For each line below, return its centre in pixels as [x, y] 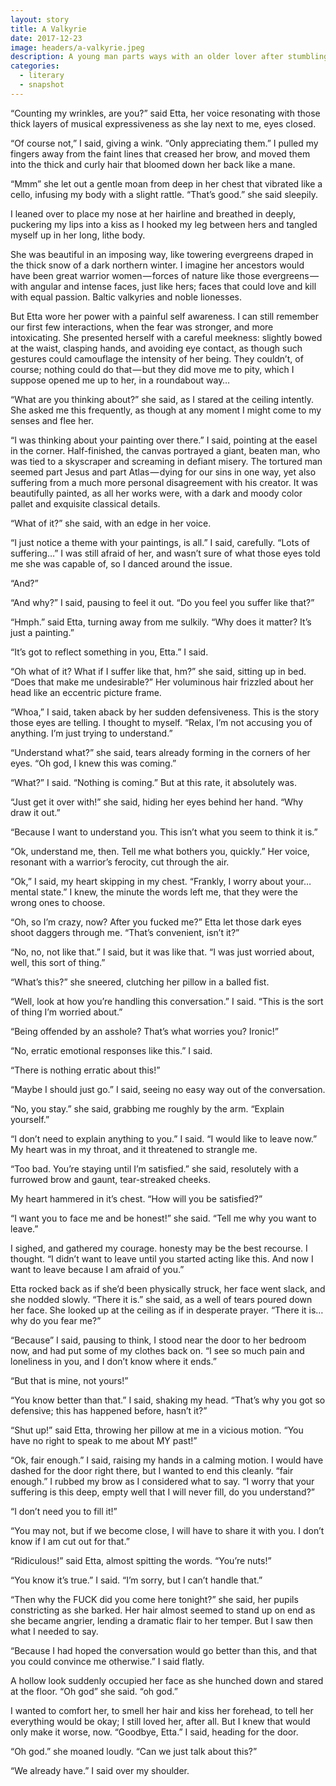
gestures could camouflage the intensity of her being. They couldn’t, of [157, 358]
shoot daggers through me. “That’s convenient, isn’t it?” [125, 932]
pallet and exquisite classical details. [85, 503]
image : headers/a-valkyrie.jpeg [77, 47]
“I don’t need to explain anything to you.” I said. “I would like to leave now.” [164, 1138]
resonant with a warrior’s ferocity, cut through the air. [120, 862]
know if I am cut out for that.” [70, 1541]
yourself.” [30, 1119]
